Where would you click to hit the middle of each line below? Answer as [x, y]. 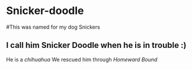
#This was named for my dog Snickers [53, 27]
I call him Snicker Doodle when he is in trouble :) [96, 45]
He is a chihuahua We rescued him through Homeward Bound [82, 59]
